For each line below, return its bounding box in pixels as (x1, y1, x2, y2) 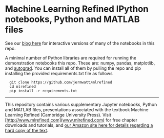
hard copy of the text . (5, 127, 49, 133)
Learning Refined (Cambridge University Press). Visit (5, 112, 111, 118)
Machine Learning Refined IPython (5, 3, 149, 15)
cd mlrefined (9, 84, 36, 89)
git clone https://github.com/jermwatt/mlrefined (9, 79, 112, 85)
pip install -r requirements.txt (9, 88, 78, 93)
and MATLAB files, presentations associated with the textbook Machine (5, 106, 149, 113)
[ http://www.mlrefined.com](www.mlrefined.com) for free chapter (5, 117, 138, 123)
